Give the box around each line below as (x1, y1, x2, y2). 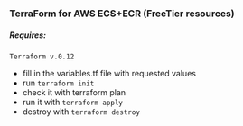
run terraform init (22, 77, 95, 88)
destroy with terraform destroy (22, 106, 140, 117)
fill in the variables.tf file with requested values (22, 67, 197, 78)
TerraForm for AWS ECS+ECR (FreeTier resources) (9, 7, 235, 20)
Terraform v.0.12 (9, 52, 75, 61)
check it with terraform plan (22, 86, 126, 97)
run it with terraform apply (22, 96, 124, 107)
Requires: (9, 30, 47, 40)
